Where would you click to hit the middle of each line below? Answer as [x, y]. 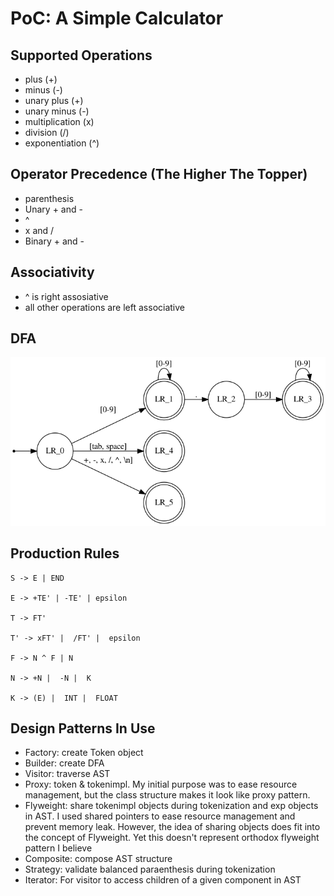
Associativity [52, 272]
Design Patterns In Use [83, 728]
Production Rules [65, 553]
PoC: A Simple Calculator [117, 18]
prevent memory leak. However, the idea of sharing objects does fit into [172, 827]
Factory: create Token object [84, 753]
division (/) [47, 132]
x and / [39, 230]
